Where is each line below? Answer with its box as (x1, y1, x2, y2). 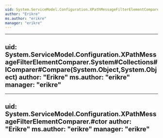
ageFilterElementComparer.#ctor (5, 118, 108, 126)
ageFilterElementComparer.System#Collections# (5, 58, 158, 66)
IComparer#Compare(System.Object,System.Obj (5, 66, 157, 74)
